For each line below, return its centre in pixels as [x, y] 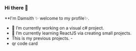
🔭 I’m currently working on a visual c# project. [58, 28]
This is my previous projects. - [42, 38]
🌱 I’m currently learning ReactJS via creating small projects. [71, 33]
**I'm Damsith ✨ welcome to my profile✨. [47, 18]
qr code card [25, 44]
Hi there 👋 [17, 8]
